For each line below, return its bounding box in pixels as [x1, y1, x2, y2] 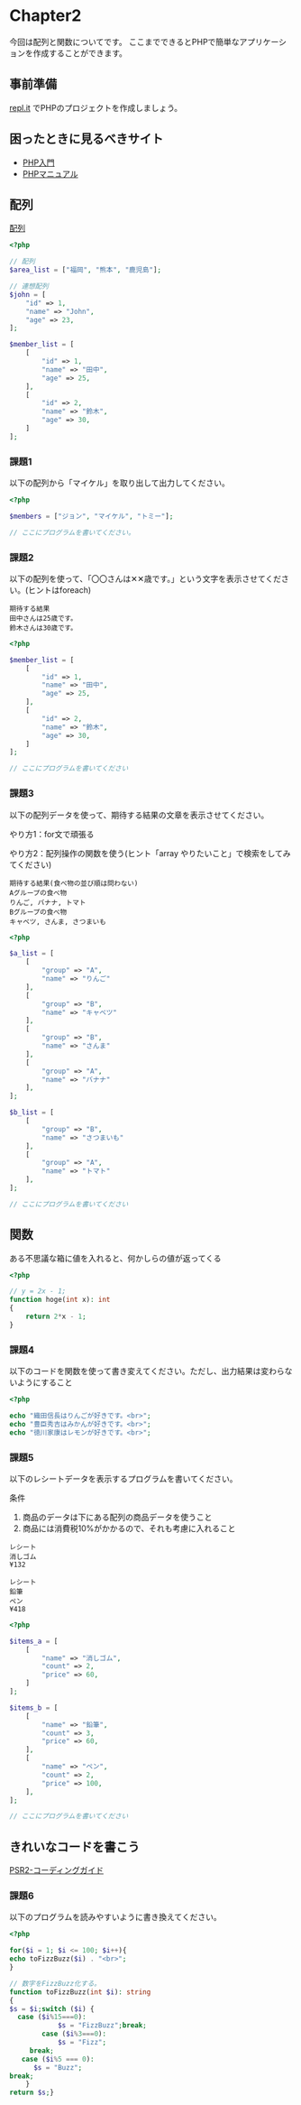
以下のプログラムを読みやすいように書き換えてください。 [9, 1912, 223, 1923]
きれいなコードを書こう [9, 1839, 140, 1854]
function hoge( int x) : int [9, 1296, 111, 1305]
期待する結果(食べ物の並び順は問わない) [9, 879, 139, 888]
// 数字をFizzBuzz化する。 [9, 1979, 101, 1988]
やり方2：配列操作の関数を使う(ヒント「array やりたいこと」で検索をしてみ [9, 847, 291, 858]
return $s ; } [9, 2088, 54, 2098]
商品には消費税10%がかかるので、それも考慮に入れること [22, 1522, 236, 1534]
